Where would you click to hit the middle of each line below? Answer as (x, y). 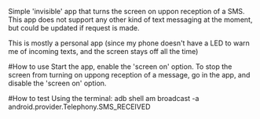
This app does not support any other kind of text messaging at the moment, (130, 20)
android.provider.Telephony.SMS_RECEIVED (79, 106)
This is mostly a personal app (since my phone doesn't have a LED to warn (129, 43)
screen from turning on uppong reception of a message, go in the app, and (129, 75)
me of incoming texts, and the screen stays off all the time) (103, 51)
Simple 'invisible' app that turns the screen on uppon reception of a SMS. (126, 11)
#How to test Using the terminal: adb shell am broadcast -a (104, 98)
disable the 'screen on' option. (57, 83)
